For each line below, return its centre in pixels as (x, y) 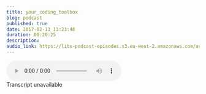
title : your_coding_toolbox (42, 12)
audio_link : (21, 47)
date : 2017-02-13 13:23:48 (41, 29)
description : (23, 41)
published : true (27, 23)
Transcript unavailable (34, 84)
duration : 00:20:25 (31, 35)
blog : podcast (25, 18)
